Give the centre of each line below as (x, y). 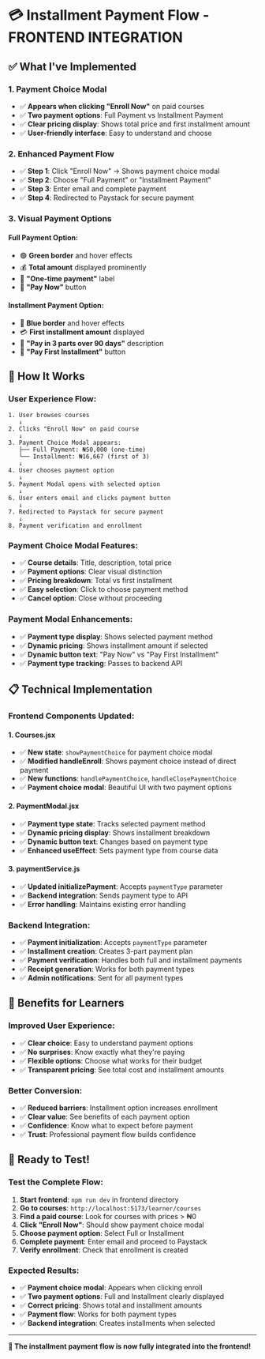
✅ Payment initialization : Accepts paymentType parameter (113, 942)
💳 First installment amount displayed (82, 332)
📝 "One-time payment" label (67, 279)
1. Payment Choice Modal (58, 89)
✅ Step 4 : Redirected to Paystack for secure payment (107, 198)
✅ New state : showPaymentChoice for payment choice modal (116, 752)
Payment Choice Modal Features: (73, 546)
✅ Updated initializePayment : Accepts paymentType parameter (121, 887)
